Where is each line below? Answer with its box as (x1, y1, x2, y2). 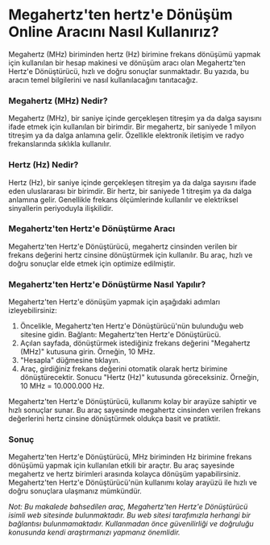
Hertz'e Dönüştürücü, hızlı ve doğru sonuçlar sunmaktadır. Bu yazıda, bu (8, 66, 250, 76)
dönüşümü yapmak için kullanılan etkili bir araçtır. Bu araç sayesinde (8, 460, 235, 470)
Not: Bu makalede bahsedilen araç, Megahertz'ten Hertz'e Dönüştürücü (8, 502, 248, 512)
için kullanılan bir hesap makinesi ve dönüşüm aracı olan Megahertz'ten (8, 58, 246, 68)
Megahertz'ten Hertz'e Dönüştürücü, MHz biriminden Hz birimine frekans (8, 452, 252, 462)
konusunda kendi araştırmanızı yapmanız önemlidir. (8, 527, 181, 537)
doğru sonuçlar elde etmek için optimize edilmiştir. (8, 258, 176, 268)
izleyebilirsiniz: (8, 306, 58, 316)
